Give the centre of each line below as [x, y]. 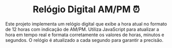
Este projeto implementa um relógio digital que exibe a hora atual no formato [86, 23]
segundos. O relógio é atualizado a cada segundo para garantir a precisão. [84, 40]
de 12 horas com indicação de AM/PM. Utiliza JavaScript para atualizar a [82, 29]
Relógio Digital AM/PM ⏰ [86, 9]
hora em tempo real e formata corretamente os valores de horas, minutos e [85, 35]
